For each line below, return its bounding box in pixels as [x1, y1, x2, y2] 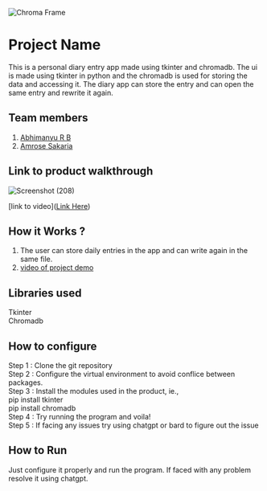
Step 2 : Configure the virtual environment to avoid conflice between [8, 370, 236, 378]
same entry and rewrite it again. [8, 88, 114, 97]
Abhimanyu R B [19, 133, 72, 142]
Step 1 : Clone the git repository [8, 361, 113, 370]
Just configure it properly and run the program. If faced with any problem [8, 464, 252, 474]
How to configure [8, 339, 97, 353]
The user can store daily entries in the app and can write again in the [19, 246, 248, 256]
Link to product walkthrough [8, 165, 154, 178]
